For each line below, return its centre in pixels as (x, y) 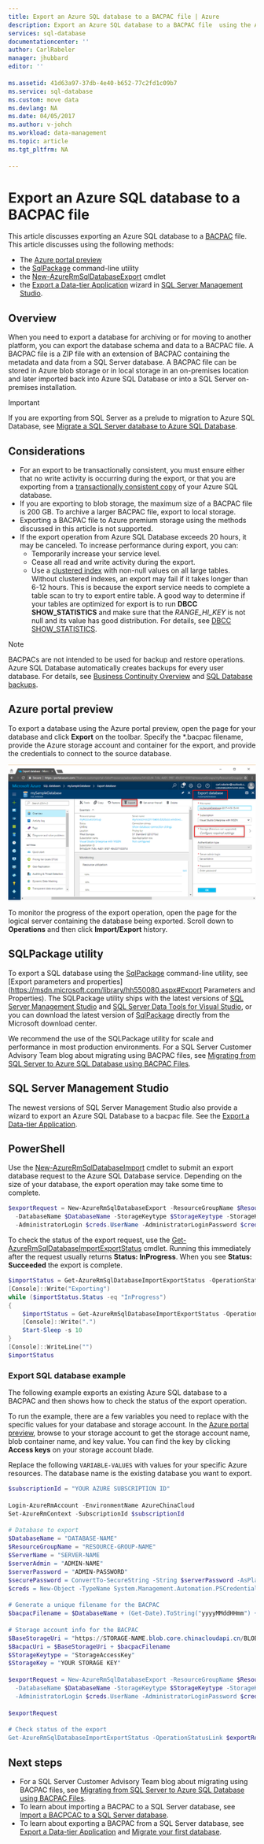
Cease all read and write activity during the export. (113, 562)
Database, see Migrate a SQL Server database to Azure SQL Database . (123, 426)
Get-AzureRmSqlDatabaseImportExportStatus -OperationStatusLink (115, 1738)
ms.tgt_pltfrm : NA (38, 150)
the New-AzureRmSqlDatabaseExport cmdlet (93, 276)
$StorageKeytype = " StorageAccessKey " (71, 1655)
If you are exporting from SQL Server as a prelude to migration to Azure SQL (132, 418)
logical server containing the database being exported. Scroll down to (121, 921)
